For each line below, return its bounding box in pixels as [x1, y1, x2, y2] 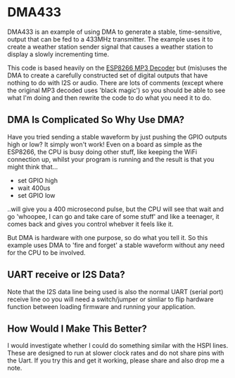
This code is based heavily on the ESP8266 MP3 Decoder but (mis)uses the [7, 63, 227, 72]
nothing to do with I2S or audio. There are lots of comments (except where [7, 78, 224, 87]
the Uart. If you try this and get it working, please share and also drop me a [7, 356, 225, 365]
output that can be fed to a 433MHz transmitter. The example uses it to [7, 34, 213, 43]
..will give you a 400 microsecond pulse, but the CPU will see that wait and [7, 205, 224, 213]
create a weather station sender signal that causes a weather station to [7, 42, 213, 51]
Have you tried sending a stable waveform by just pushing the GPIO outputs [7, 132, 227, 141]
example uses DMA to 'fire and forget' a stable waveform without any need [7, 241, 225, 249]
